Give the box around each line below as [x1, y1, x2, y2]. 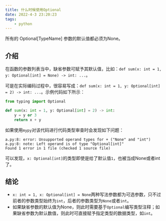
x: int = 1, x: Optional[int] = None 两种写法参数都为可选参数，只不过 [12, 191, 161, 197]
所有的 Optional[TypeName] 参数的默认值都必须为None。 [5, 35, 123, 41]
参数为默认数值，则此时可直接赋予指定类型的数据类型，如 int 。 [25, 210, 155, 216]
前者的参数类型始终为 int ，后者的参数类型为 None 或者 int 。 [12, 198, 131, 204]
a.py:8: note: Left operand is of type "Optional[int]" [5, 141, 124, 146]
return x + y [14, 117, 41, 122]
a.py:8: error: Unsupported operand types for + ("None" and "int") [5, 137, 151, 142]
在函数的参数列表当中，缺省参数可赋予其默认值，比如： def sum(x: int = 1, [5, 66, 162, 72]
